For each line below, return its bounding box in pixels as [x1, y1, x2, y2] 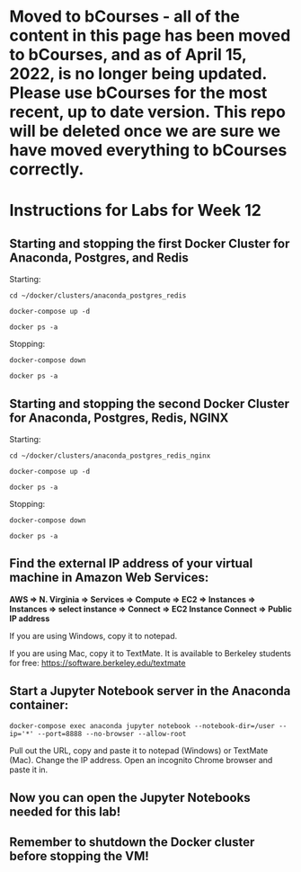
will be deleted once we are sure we [9, 121, 281, 141]
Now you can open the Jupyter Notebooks [9, 790, 251, 805]
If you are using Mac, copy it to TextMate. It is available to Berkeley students [9, 647, 292, 658]
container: [9, 698, 69, 713]
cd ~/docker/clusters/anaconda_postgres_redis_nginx [9, 451, 211, 460]
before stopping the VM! [9, 849, 150, 864]
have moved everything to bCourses [9, 140, 288, 161]
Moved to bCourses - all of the [9, 6, 240, 27]
